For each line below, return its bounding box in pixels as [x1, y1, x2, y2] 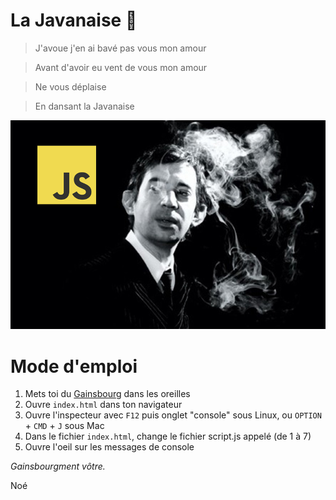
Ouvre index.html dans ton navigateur [24, 399, 183, 411]
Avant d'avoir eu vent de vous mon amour [34, 61, 208, 73]
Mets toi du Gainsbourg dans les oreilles [24, 388, 191, 400]
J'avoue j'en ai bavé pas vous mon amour [34, 42, 207, 54]
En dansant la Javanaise [34, 100, 135, 112]
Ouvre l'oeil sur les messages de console [24, 441, 195, 453]
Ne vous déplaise [34, 80, 107, 93]
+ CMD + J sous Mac [24, 420, 105, 432]
